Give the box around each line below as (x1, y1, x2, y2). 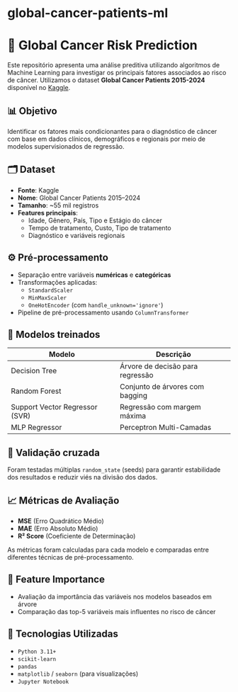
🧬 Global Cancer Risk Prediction (7, 38, 198, 54)
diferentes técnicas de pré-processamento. (7, 553, 135, 561)
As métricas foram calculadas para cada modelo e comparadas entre (7, 545, 209, 554)
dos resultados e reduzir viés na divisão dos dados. (7, 473, 158, 482)
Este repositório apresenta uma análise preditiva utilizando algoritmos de (7, 61, 220, 69)
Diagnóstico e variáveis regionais (28, 231, 125, 239)
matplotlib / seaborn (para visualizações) (17, 669, 139, 678)
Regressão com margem (120, 402, 202, 412)
